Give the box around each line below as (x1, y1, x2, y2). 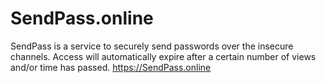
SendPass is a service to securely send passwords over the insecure (10, 40, 294, 52)
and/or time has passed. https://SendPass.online (10, 61, 212, 73)
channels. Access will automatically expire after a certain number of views (10, 50, 317, 62)
